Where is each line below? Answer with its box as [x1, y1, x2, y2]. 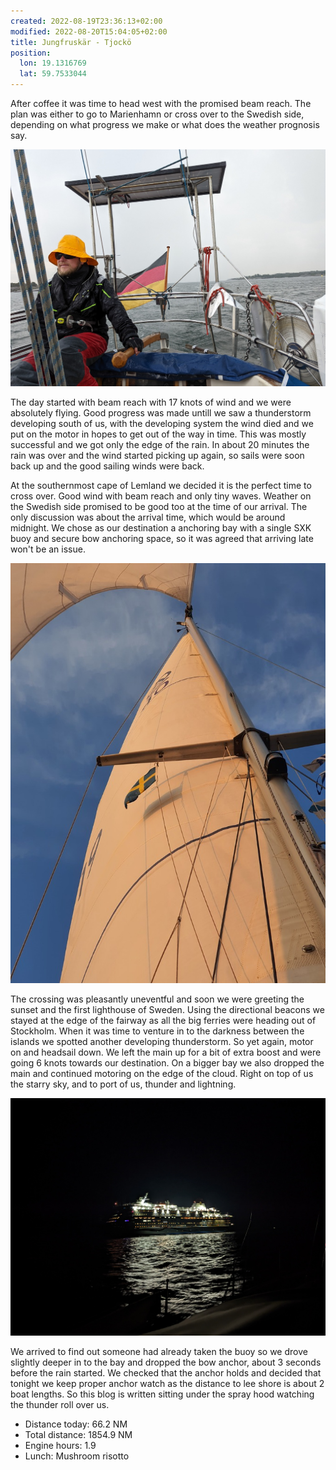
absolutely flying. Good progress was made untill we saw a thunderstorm [10, 407, 312, 419]
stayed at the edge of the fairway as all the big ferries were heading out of [10, 1015, 317, 1027]
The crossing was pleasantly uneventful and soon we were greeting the [10, 993, 305, 1005]
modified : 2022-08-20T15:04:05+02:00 [10, 26, 168, 37]
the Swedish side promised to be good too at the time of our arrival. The [10, 501, 308, 513]
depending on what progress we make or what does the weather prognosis [10, 119, 320, 130]
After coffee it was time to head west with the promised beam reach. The [10, 98, 312, 109]
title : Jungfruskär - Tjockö [10, 37, 132, 47]
